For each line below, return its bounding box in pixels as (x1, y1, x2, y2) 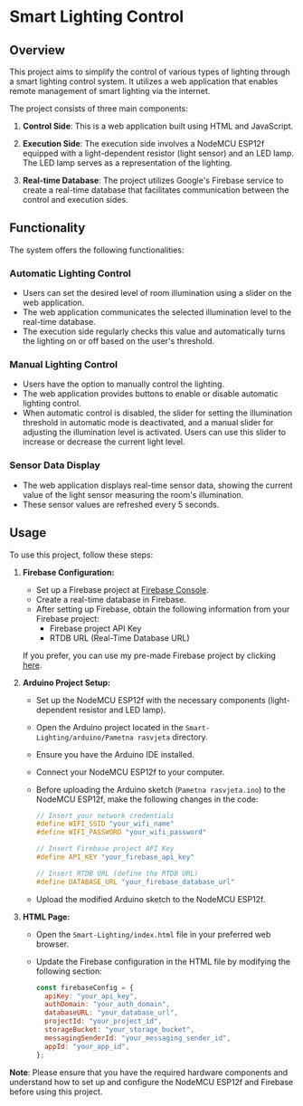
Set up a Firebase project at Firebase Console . (35, 584, 210, 595)
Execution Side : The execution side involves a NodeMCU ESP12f (22, 138, 265, 148)
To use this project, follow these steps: (9, 549, 154, 560)
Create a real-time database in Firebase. (35, 594, 187, 605)
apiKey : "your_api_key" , (43, 991, 138, 1001)
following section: (35, 966, 102, 977)
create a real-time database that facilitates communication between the (22, 185, 289, 195)
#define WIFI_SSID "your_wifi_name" (35, 819, 175, 829)
